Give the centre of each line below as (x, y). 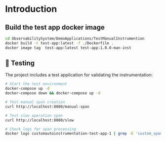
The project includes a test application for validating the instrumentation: (79, 75)
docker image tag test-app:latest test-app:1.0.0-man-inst (68, 48)
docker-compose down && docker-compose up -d (53, 93)
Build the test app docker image (55, 27)
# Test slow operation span (34, 115)
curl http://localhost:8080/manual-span (47, 106)
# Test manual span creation (35, 102)
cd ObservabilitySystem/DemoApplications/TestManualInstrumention (75, 38)
